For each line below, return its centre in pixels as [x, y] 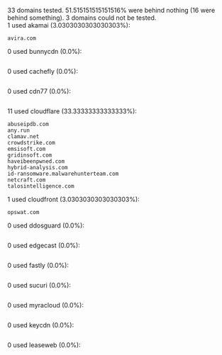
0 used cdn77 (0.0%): [39, 91]
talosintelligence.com [41, 186]
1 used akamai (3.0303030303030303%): [69, 25]
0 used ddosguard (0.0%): [46, 225]
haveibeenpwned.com [36, 162]
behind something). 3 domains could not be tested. [82, 18]
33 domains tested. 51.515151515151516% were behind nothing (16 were [111, 10]
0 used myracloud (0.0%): [45, 305]
